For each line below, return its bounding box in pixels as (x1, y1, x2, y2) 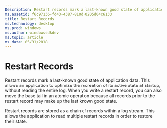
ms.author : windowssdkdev (5, 30, 59, 35)
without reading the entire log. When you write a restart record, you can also (5, 87, 162, 93)
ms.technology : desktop (5, 21, 55, 26)
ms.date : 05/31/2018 (5, 40, 48, 44)
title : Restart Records (5, 16, 55, 21)
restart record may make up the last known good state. (5, 98, 118, 104)
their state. (5, 118, 27, 124)
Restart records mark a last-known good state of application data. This (5, 77, 150, 83)
